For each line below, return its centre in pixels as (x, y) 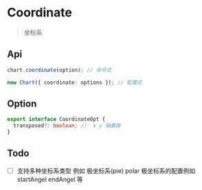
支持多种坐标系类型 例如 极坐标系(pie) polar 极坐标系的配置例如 (106, 171)
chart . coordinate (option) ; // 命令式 (59, 70)
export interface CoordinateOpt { (56, 120)
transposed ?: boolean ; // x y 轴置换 (67, 126)
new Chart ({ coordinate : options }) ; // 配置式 (75, 82)
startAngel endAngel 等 (50, 179)
